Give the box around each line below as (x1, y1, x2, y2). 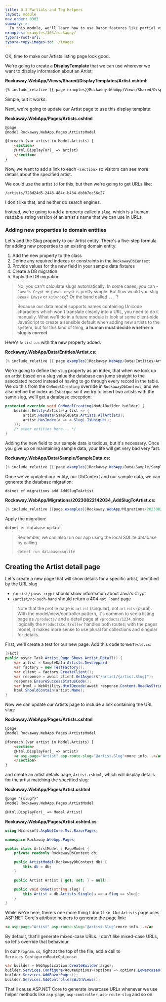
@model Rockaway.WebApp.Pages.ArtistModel (5, 801, 94, 806)
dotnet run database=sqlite (17, 549, 75, 554)
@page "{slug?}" (5, 796, 39, 801)
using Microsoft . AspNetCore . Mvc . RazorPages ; (5, 828, 98, 833)
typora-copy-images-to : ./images (5, 40, 74, 45)
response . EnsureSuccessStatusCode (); (14, 679, 92, 684)
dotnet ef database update (5, 525, 61, 530)
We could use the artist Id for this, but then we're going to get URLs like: (5, 181, 152, 187)
